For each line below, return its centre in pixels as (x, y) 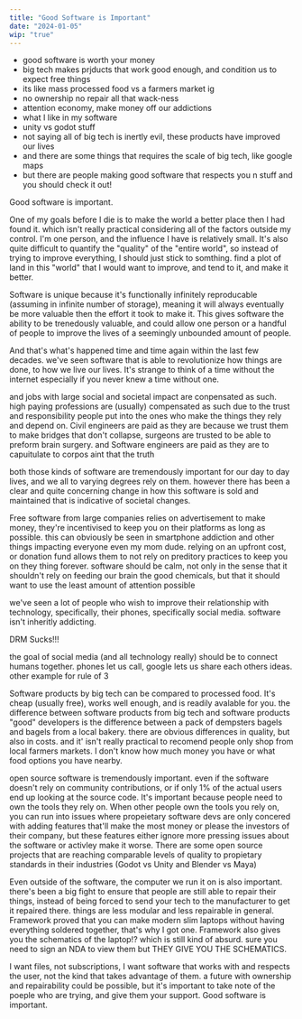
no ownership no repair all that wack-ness (101, 98)
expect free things (56, 79)
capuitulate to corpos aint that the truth (82, 454)
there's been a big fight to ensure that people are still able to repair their (143, 892)
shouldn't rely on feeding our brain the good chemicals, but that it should (145, 576)
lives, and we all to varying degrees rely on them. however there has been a (150, 482)
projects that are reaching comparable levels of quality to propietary (136, 855)
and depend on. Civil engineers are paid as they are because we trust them (149, 426)
